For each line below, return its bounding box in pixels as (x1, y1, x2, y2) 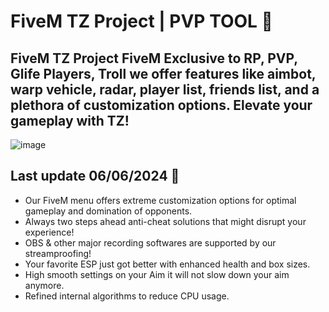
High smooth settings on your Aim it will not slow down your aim (24, 268, 290, 280)
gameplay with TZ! (10, 112, 130, 129)
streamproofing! (24, 247, 92, 259)
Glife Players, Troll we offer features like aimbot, (10, 65, 317, 82)
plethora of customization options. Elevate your (10, 96, 313, 114)
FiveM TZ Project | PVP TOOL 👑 (10, 10, 273, 33)
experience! (24, 226, 75, 238)
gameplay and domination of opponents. (24, 205, 193, 217)
